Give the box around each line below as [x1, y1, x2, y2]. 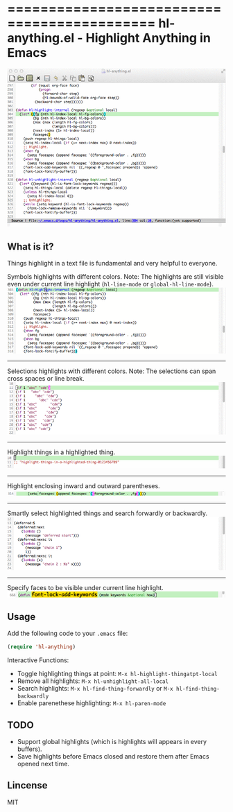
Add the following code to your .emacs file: [7, 629, 128, 638]
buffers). [17, 745, 43, 753]
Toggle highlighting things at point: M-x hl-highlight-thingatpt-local [17, 670, 218, 678]
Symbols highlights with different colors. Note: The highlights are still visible [7, 273, 224, 281]
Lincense [7, 779, 48, 791]
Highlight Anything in [85, 31, 212, 46]
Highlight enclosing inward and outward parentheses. [7, 481, 161, 490]
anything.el [7, 31, 75, 46]
